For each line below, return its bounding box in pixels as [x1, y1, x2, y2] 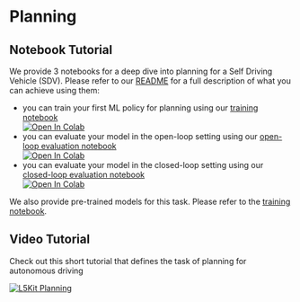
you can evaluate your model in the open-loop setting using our [22, 131, 258, 141]
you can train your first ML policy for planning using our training [22, 102, 259, 113]
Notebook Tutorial [9, 42, 113, 58]
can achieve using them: [9, 85, 101, 95]
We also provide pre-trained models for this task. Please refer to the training [9, 196, 291, 207]
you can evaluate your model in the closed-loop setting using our [22, 160, 264, 170]
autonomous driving [9, 265, 84, 276]
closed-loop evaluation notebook [22, 169, 146, 180]
